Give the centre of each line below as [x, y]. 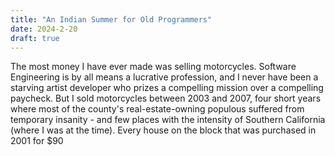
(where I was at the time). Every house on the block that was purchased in [163, 130]
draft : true [35, 38]
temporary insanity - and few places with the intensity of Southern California [168, 120]
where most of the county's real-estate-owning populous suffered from [157, 109]
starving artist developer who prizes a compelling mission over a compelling [167, 88]
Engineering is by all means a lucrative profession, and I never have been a [164, 77]
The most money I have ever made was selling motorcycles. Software [153, 67]
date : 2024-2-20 [44, 29]
